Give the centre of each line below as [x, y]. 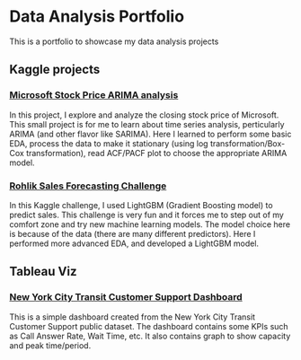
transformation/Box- [248, 143]
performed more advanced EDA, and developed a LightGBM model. [134, 243]
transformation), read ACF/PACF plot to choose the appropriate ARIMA [156, 153]
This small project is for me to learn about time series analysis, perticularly [147, 124]
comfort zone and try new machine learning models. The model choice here [150, 224]
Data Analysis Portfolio [97, 17]
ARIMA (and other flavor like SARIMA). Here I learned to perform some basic [150, 134]
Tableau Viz [43, 272]
